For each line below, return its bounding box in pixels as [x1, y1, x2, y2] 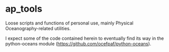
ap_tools [5, 3, 43, 15]
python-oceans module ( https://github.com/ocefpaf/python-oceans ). [5, 40, 152, 46]
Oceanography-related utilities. [5, 25, 71, 31]
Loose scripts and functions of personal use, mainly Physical [5, 20, 134, 26]
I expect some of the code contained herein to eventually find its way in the [5, 35, 164, 41]
